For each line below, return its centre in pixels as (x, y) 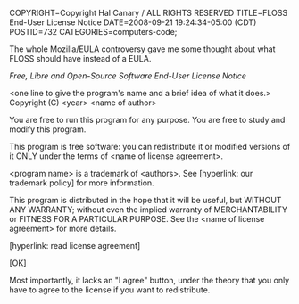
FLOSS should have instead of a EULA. (80, 58)
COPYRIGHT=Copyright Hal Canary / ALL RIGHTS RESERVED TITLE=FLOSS (149, 13)
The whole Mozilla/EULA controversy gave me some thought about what (142, 49)
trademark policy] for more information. (82, 183)
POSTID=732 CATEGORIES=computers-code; (93, 32)
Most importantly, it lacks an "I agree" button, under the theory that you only (149, 280)
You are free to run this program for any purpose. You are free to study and (147, 120)
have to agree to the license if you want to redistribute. (110, 290)
